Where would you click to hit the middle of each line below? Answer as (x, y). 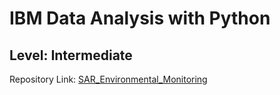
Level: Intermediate (71, 55)
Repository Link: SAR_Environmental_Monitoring (108, 79)
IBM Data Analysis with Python (140, 18)
